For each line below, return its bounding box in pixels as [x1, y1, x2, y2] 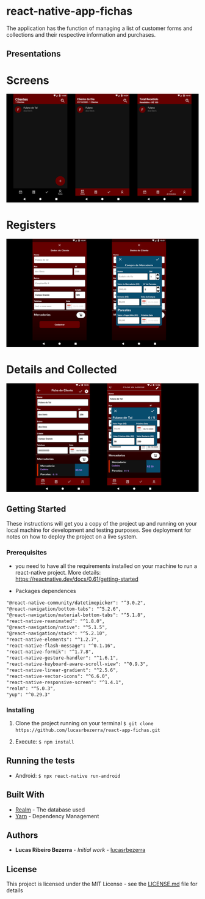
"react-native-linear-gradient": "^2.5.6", [6, 667, 119, 673]
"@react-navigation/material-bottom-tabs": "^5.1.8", [6, 612, 146, 618]
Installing [6, 706, 35, 714]
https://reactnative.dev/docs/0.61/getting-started [15, 575, 138, 583]
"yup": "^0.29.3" [6, 692, 51, 698]
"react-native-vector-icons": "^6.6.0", [6, 673, 111, 679]
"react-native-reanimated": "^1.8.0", [6, 618, 105, 624]
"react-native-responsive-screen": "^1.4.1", [6, 679, 124, 685]
